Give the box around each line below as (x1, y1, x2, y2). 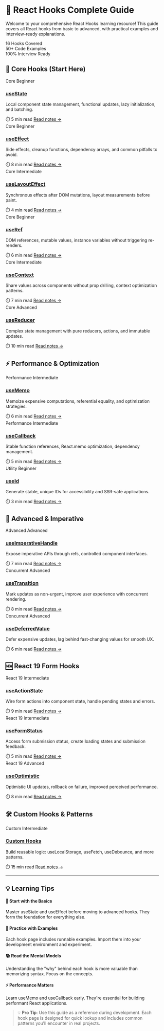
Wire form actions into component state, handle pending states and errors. (5, 699, 155, 704)
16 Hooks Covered (5, 40, 43, 46)
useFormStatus (5, 727, 43, 734)
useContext (5, 271, 34, 278)
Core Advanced (5, 305, 37, 310)
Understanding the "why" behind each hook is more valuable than (5, 965, 138, 971)
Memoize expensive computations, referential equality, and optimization (5, 398, 150, 404)
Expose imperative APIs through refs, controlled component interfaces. (5, 551, 148, 557)
